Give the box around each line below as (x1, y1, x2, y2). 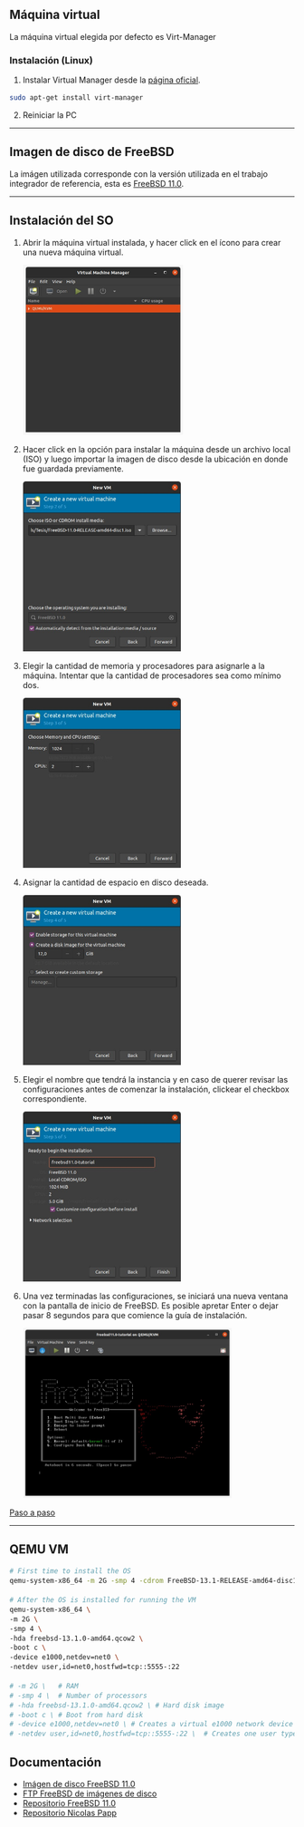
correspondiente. (22, 1093, 88, 1104)
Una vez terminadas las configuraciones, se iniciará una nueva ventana (22, 1290, 289, 1301)
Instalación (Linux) (9, 53, 93, 66)
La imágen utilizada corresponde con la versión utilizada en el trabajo (9, 168, 269, 180)
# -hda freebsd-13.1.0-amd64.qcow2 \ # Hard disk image (9, 1700, 224, 1710)
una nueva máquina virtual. (22, 247, 124, 258)
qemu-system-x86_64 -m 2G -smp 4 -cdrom (9, 1577, 165, 1586)
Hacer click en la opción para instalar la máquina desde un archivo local (22, 443, 291, 454)
